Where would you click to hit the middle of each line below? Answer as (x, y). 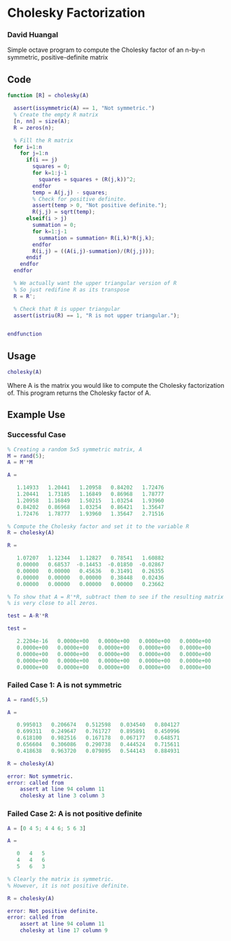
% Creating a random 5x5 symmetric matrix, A (75, 449)
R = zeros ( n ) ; (34, 127)
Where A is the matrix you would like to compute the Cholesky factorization (116, 385)
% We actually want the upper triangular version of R (95, 284)
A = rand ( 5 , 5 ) (28, 699)
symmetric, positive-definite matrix (58, 57)
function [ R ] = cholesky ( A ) (48, 96)
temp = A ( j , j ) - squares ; (70, 193)
